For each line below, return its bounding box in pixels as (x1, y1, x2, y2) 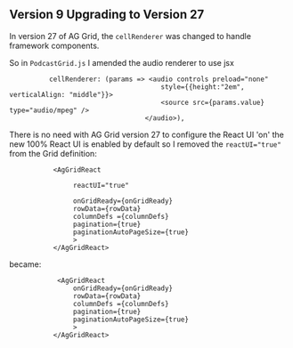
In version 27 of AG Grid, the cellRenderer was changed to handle (9, 30, 252, 41)
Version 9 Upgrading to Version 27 (9, 7, 205, 22)
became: (9, 258, 42, 270)
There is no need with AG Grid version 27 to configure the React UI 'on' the (9, 129, 285, 140)
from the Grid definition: (9, 148, 98, 158)
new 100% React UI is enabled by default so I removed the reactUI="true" (9, 138, 282, 150)
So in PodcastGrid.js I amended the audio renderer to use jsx (9, 57, 234, 68)
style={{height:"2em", (160, 82, 245, 92)
